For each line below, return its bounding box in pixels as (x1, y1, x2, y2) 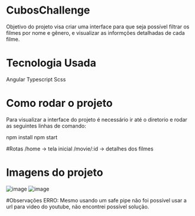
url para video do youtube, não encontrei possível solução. (6, 203, 149, 210)
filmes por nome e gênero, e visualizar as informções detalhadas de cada (6, 29, 185, 36)
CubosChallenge (6, 4, 90, 17)
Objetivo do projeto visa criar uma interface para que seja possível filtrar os (6, 23, 190, 30)
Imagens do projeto (6, 166, 103, 179)
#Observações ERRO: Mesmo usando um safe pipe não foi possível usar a (6, 197, 187, 204)
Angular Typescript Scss (6, 76, 66, 83)
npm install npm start (6, 133, 58, 140)
